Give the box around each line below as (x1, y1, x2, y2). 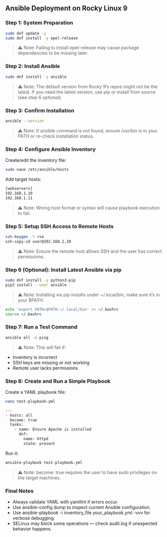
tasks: (10, 422, 24, 427)
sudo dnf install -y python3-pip (5, 278, 76, 283)
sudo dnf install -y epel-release (5, 36, 78, 41)
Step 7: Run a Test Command (5, 323, 77, 330)
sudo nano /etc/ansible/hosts (5, 167, 69, 172)
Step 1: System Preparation (5, 19, 73, 26)
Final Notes (5, 487, 34, 494)
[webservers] (5, 186, 33, 191)
